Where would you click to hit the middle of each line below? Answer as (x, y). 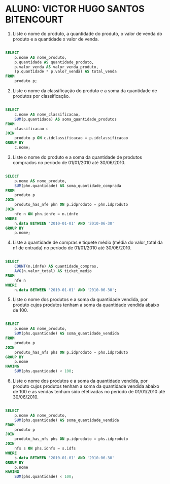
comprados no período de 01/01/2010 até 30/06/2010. (69, 162)
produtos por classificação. (41, 96)
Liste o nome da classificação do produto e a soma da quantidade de (85, 91)
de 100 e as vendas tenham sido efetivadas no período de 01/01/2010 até (89, 392)
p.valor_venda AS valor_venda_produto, (57, 67)
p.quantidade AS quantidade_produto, (54, 62)
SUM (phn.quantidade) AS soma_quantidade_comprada (68, 185)
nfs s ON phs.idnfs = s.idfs (45, 449)
